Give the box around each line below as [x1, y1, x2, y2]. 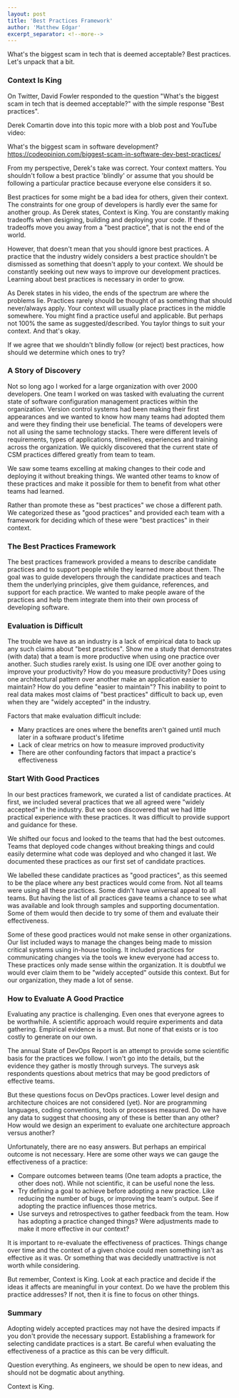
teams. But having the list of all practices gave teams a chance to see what [7, 894, 228, 902]
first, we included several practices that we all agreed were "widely [7, 797, 205, 806]
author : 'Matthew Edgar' [7, 24, 81, 31]
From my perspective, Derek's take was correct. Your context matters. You [7, 164, 227, 172]
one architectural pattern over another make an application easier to [7, 675, 208, 684]
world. [7, 230, 26, 239]
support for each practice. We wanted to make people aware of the [7, 588, 205, 596]
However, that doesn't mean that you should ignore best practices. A [7, 244, 210, 253]
